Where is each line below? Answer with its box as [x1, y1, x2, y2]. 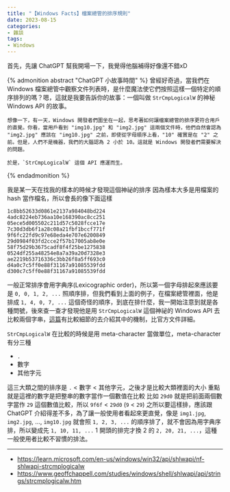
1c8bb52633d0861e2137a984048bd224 [7, 208, 106, 215]
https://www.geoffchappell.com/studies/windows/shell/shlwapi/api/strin [16, 469, 221, 478]
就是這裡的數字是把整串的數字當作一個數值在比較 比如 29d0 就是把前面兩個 [7, 392, 217, 400]
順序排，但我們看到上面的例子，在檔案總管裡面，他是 [68, 290, 219, 297]
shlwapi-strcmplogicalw [16, 462, 86, 470]
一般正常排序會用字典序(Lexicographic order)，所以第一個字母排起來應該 [7, 281, 212, 289]
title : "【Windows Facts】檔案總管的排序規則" [7, 10, 131, 17]
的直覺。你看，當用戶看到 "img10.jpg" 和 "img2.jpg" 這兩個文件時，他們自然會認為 [7, 124, 222, 131]
